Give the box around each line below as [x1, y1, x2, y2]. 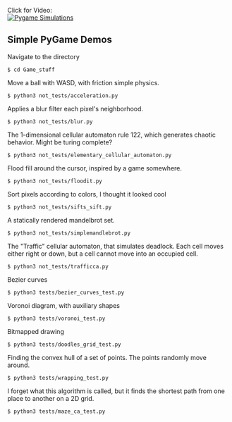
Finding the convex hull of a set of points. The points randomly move [7, 353, 207, 361]
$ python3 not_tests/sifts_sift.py [7, 204, 112, 211]
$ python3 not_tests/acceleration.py [7, 92, 118, 99]
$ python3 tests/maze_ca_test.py [7, 408, 106, 415]
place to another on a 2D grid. [7, 394, 94, 402]
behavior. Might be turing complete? [7, 137, 113, 147]
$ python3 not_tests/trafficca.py [7, 263, 109, 270]
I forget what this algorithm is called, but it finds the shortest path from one [7, 387, 226, 395]
